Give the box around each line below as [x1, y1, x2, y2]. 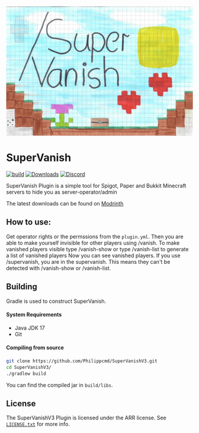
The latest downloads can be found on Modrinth [6, 200, 124, 207]
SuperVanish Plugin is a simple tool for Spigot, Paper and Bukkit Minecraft [6, 182, 187, 189]
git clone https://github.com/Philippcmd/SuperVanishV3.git [6, 358, 158, 364]
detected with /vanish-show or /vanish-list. [6, 264, 111, 271]
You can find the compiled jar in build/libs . [6, 381, 113, 388]
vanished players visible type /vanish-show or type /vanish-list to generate [6, 245, 189, 252]
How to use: [6, 217, 52, 227]
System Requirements [6, 311, 62, 318]
